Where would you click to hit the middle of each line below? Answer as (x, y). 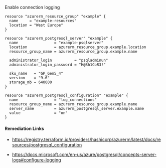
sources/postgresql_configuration (47, 145)
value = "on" (39, 113)
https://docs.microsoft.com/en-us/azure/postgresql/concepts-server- (84, 154)
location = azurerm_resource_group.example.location (78, 47)
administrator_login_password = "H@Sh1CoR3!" (58, 65)
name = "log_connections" (53, 100)
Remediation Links (25, 128)
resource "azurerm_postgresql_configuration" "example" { (66, 95)
